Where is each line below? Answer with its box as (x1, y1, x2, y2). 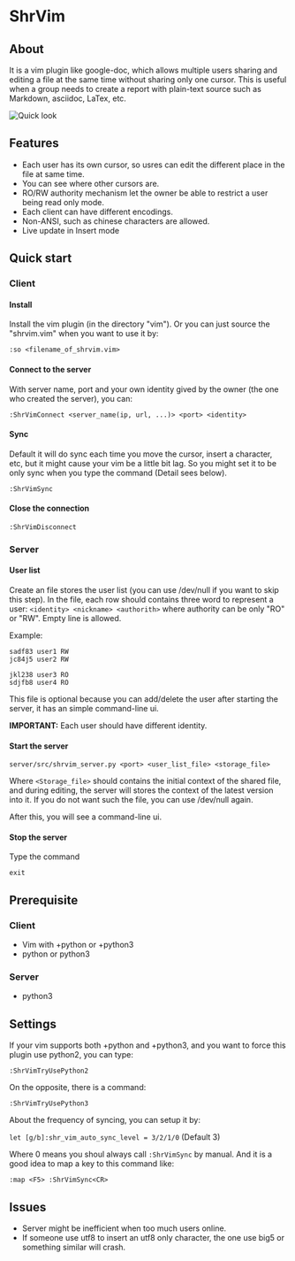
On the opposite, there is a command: (9, 1082, 147, 1093)
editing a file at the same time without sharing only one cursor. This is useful (9, 74, 287, 85)
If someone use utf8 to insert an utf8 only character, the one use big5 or (21, 1233, 285, 1243)
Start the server (9, 741, 69, 751)
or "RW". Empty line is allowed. (9, 613, 122, 624)
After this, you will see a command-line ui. (9, 811, 162, 822)
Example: (9, 630, 43, 641)
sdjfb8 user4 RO (9, 679, 69, 688)
